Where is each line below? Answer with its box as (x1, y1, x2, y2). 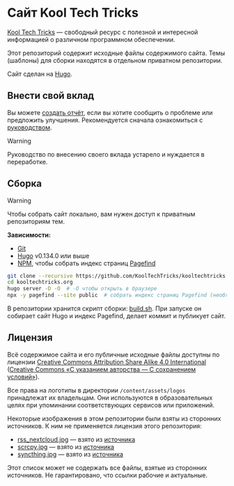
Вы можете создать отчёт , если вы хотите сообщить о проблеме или (7, 108, 213, 116)
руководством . (7, 123, 52, 132)
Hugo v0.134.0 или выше (17, 251, 90, 260)
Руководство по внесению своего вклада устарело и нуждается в (7, 150, 205, 158)
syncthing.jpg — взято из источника (17, 450, 124, 458)
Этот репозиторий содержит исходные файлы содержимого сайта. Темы (7, 49, 226, 57)
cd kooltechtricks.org (7, 279, 73, 286)
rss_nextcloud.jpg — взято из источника (17, 435, 136, 444)
